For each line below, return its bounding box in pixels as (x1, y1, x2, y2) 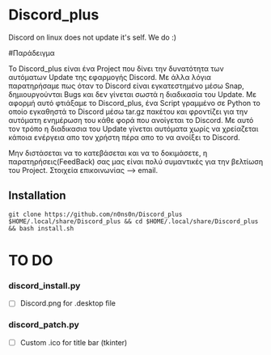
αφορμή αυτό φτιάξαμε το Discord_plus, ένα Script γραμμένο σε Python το (8, 98, 260, 108)
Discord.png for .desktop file (19, 298, 116, 308)
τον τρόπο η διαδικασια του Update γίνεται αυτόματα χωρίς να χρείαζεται (8, 124, 259, 133)
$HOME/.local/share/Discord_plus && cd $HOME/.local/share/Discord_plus (8, 217, 259, 226)
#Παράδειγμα (8, 48, 55, 57)
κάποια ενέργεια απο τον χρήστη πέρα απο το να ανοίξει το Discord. (8, 132, 240, 142)
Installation (8, 188, 66, 203)
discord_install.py (8, 280, 81, 291)
